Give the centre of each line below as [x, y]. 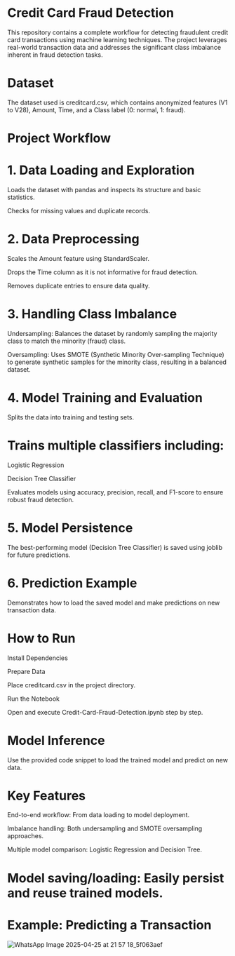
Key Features [47, 796]
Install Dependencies [38, 658]
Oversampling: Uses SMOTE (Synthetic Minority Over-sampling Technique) [116, 354]
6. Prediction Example [72, 583]
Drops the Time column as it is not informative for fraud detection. [103, 272]
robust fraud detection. [41, 499]
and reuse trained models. [85, 893]
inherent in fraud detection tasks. [55, 55]
